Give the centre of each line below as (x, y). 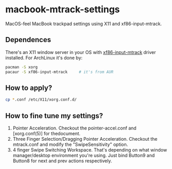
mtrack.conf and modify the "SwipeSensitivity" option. (70, 144)
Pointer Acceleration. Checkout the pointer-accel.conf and (75, 128)
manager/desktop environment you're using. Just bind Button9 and (84, 155)
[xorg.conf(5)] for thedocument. (46, 134)
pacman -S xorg (22, 67)
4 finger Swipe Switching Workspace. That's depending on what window (90, 150)
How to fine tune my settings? (54, 116)
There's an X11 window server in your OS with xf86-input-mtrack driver (81, 52)
